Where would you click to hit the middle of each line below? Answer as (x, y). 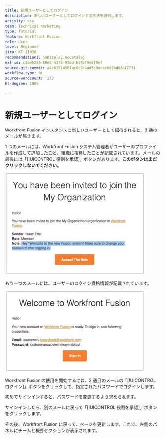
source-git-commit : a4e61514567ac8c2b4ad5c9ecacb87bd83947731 (70, 68)
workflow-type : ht (24, 73)
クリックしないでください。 (33, 165)
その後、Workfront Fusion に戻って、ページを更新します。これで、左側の (79, 424)
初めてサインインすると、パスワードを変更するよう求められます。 (72, 397)
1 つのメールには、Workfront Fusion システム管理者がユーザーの (70, 146)
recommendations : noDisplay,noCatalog (45, 57)
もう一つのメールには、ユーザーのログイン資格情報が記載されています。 (78, 283)
